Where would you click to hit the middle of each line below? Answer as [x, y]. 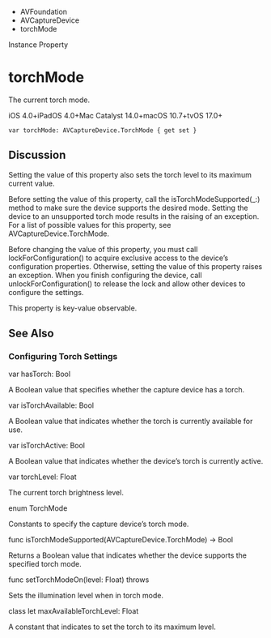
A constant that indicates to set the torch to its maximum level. [112, 627]
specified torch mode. [45, 564]
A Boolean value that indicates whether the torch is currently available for [131, 422]
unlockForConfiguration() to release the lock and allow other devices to [127, 284]
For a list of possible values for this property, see [90, 225]
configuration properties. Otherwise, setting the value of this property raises [135, 266]
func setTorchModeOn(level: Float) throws [79, 580]
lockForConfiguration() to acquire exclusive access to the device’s [119, 258]
